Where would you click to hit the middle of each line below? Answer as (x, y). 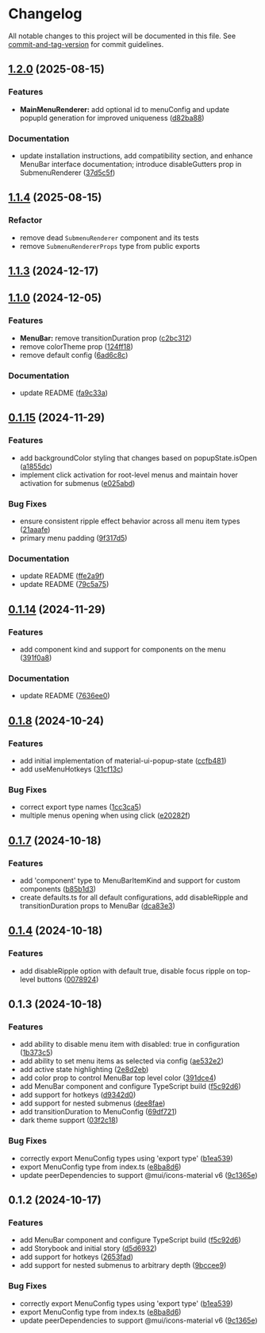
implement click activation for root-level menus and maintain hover (129, 475)
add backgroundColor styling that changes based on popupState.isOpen (138, 457)
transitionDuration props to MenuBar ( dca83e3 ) (98, 906)
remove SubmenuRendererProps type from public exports (110, 246)
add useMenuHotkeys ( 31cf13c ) (71, 769)
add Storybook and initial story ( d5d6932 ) (88, 1249)
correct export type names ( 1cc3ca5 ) (80, 807)
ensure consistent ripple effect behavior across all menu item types (130, 521)
